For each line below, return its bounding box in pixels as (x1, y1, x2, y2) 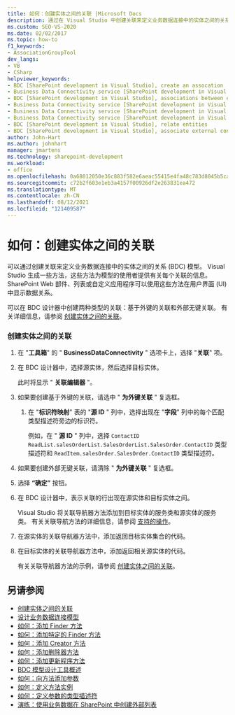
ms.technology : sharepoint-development (7, 153, 124, 161)
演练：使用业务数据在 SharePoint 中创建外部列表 (17, 700, 157, 709)
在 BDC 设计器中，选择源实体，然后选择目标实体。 (17, 363, 163, 371)
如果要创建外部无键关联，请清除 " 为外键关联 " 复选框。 (17, 464, 178, 472)
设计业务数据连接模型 (17, 613, 79, 621)
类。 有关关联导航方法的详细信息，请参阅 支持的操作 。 (17, 517, 175, 525)
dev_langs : (7, 56, 39, 63)
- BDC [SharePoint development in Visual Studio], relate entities (7, 120, 208, 128)
